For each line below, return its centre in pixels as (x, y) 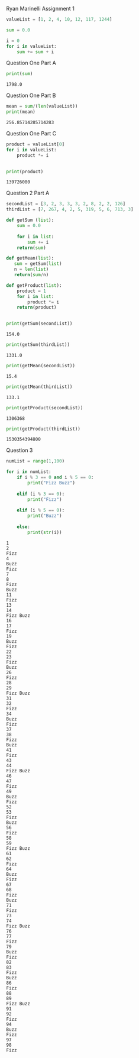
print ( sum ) (20, 74)
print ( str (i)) (45, 532)
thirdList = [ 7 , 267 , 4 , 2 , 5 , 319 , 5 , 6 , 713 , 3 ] (70, 209)
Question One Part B (31, 96)
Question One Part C (31, 133)
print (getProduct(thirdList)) (43, 429)
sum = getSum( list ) (38, 264)
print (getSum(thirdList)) (38, 345)
